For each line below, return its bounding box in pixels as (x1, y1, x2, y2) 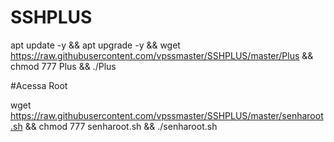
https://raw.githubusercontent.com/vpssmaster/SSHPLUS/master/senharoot (10, 109, 324, 121)
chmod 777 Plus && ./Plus (10, 60, 117, 72)
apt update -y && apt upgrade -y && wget (10, 39, 181, 51)
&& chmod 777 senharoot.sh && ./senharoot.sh (24, 120, 218, 132)
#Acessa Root (10, 79, 68, 91)
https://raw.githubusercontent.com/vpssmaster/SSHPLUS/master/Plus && (10, 49, 314, 61)
